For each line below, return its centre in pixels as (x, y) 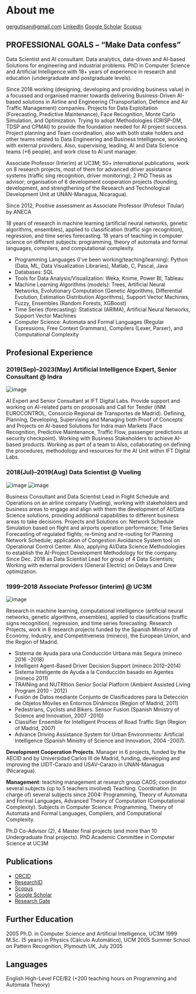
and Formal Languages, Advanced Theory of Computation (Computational (96, 801)
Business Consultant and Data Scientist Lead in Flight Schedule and (88, 496)
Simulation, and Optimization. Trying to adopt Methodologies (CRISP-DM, (94, 120)
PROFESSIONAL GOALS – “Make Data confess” (94, 45)
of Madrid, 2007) (35, 728)
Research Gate (32, 901)
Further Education (40, 919)
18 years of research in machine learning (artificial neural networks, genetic (97, 223)
